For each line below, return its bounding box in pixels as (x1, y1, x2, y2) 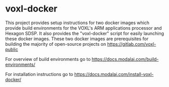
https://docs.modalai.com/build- (91, 56, 159, 62)
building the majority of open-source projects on (5, 41, 106, 47)
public (5, 46, 19, 52)
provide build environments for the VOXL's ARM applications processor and (5, 25, 162, 31)
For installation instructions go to (5, 71, 73, 77)
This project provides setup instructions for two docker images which (5, 20, 150, 26)
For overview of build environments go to (5, 56, 91, 62)
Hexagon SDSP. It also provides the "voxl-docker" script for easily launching (5, 30, 164, 36)
